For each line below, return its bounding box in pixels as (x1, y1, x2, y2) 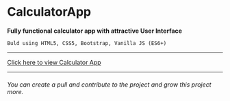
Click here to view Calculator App (7, 58, 101, 66)
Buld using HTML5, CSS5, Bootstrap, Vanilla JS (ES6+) (7, 40, 167, 46)
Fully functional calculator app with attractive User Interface (7, 27, 183, 35)
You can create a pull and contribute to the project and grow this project (7, 80, 212, 89)
